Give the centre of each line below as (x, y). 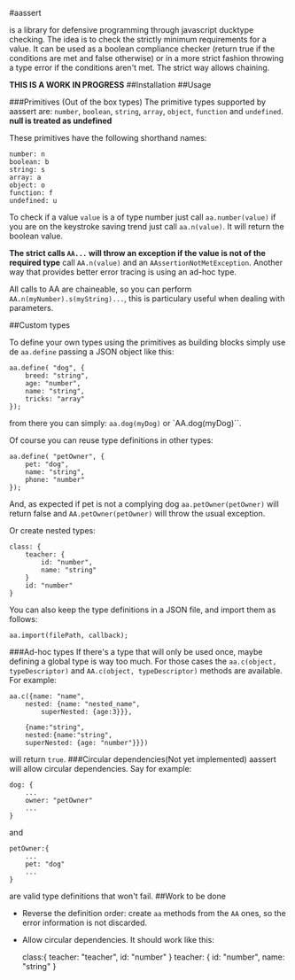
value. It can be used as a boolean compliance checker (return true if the (142, 49)
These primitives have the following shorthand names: (108, 138)
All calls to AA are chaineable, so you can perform (101, 289)
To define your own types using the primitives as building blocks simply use (147, 342)
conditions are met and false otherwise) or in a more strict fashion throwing (147, 58)
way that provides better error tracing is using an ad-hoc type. (123, 272)
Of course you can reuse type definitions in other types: (112, 440)
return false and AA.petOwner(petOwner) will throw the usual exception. (137, 513)
